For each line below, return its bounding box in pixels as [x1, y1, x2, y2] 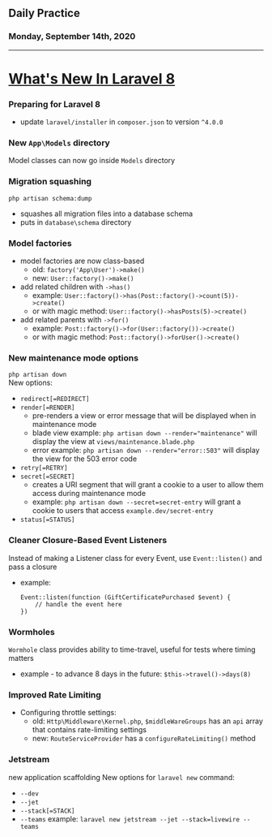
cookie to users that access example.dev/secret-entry [32, 506, 214, 516]
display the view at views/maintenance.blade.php [32, 437, 195, 447]
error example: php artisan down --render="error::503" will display [32, 446, 260, 455]
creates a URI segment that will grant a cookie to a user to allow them [32, 480, 264, 490]
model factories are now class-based [19, 256, 145, 266]
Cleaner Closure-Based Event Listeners [8, 535, 168, 546]
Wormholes [8, 626, 55, 637]
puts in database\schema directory [19, 217, 132, 227]
